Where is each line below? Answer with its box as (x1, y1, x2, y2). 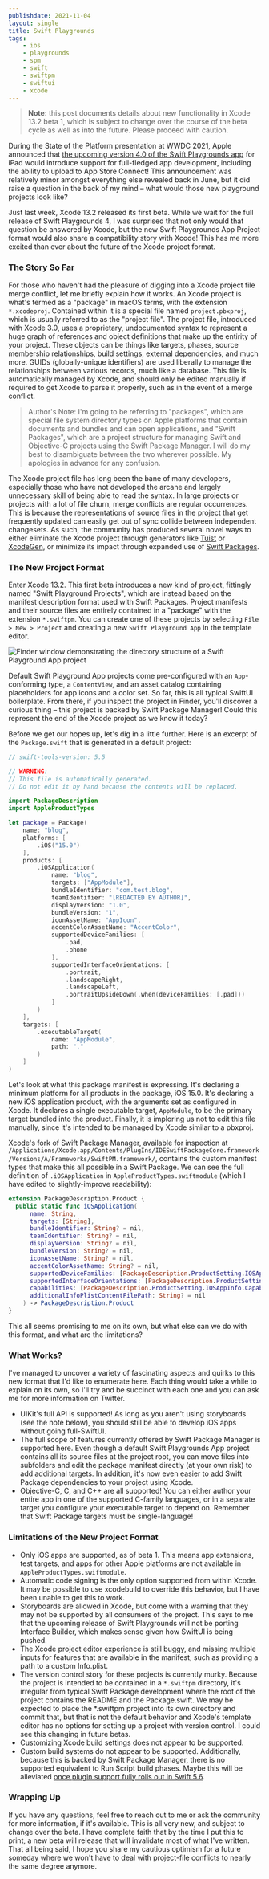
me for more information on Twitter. (8, 1394, 126, 1404)
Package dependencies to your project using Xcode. (19, 1478, 194, 1487)
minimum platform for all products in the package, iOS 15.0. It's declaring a (8, 1088, 255, 1098)
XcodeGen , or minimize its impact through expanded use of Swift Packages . (8, 541, 260, 551)
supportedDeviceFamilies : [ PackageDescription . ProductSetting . (29, 1270, 246, 1278)
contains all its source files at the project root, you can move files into (19, 1452, 250, 1461)
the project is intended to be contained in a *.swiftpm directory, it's (19, 1677, 242, 1687)
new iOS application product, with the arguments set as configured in (8, 1097, 237, 1107)
